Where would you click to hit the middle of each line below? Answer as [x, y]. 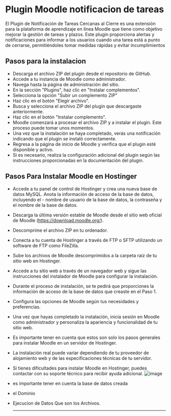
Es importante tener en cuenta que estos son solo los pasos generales [86, 337]
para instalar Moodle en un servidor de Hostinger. [65, 342]
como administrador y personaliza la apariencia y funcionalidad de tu [85, 322]
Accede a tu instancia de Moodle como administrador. [69, 79]
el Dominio [24, 393]
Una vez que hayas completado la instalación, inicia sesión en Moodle [86, 316]
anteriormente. [28, 111]
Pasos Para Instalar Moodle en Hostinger [71, 176]
